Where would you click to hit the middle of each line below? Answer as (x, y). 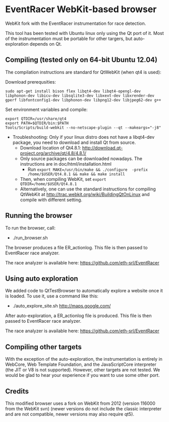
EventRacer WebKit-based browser (81, 9)
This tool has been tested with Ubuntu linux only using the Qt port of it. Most (84, 33)
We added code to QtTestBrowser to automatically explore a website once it (84, 291)
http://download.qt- (102, 147)
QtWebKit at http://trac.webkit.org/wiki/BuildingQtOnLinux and (85, 194)
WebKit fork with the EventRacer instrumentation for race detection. (76, 23)
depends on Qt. (46, 44)
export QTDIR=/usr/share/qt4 (36, 119)
